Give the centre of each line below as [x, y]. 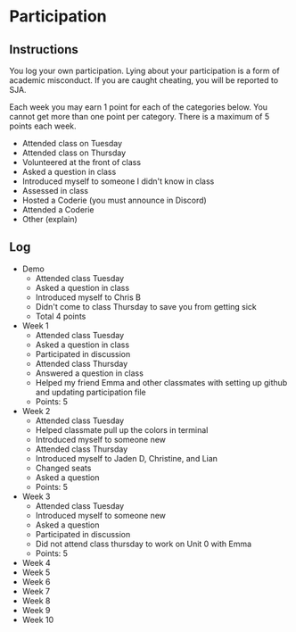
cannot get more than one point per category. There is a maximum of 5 [140, 116]
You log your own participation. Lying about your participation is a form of [144, 71]
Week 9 [36, 610]
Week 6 [36, 581]
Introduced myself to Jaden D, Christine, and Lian [127, 458]
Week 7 [36, 591]
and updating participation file [90, 392]
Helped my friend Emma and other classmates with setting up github [161, 382]
